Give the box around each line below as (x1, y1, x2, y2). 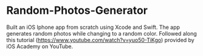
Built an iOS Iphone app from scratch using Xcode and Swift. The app (6, 23, 181, 31)
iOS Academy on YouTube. (6, 43, 74, 50)
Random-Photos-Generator (6, 4, 148, 17)
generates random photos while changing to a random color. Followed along (6, 30, 198, 37)
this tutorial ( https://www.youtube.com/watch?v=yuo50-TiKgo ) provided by (6, 36, 194, 43)
